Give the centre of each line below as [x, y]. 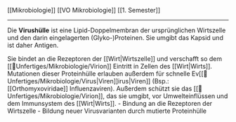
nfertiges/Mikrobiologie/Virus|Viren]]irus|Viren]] [79, 81]
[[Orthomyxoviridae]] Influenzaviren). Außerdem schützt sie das [100, 88]
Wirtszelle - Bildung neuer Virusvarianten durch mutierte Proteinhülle [107, 111]
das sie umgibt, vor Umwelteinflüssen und [167, 96]
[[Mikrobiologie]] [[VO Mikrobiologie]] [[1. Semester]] [84, 10]
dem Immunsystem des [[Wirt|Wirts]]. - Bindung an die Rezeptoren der [110, 103]
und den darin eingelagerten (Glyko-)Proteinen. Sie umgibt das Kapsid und [115, 38]
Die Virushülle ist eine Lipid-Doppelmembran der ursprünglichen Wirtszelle [117, 30]
